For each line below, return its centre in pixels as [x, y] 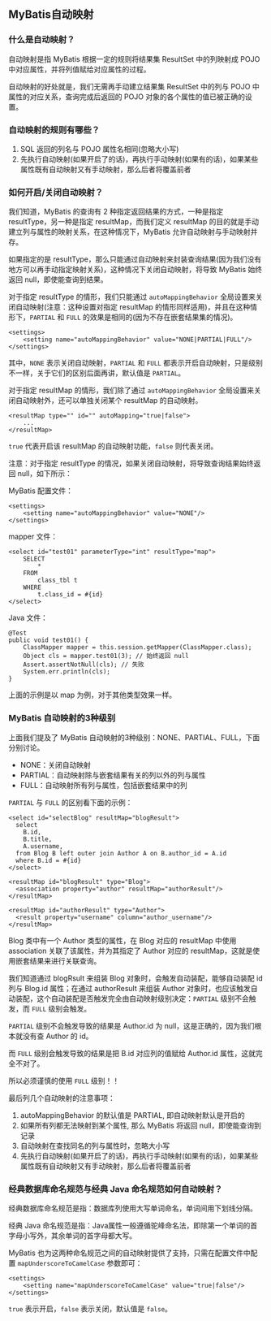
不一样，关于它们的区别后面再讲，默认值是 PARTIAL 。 [97, 373]
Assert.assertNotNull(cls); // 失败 [84, 665]
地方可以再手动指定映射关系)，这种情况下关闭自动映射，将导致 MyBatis [127, 270]
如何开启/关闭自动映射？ [56, 192]
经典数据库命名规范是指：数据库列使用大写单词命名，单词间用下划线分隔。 [133, 1208]
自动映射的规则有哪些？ [54, 130]
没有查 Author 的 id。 [58, 1036]
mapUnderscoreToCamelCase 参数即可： [80, 1263]
